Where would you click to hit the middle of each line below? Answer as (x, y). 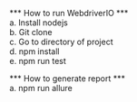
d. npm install (34, 51)
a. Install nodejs (39, 23)
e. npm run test (38, 61)
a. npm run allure (41, 88)
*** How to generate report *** (67, 79)
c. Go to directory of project (61, 42)
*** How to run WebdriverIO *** (69, 13)
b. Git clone (31, 32)
